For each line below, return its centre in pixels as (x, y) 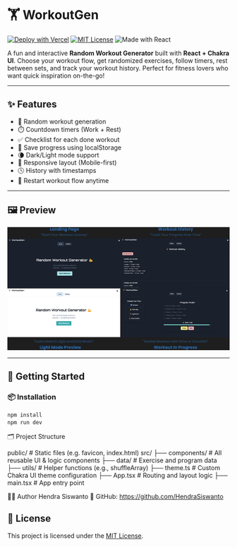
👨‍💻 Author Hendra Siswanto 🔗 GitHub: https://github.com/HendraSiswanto (115, 496)
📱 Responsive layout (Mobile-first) (67, 162)
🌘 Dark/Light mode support (58, 155)
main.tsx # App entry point (46, 483)
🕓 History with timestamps (57, 170)
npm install (25, 415)
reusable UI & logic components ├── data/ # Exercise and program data (112, 460)
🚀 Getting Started (46, 376)
